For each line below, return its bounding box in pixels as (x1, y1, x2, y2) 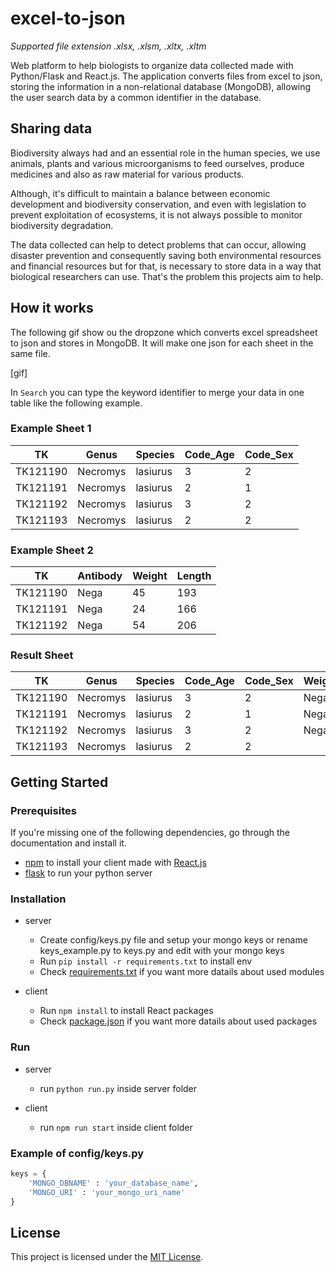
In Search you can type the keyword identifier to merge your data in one (10, 386, 305, 398)
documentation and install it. (10, 837, 127, 849)
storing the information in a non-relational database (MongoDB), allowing (10, 80, 312, 92)
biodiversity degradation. (10, 219, 114, 231)
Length (176, 569, 212, 583)
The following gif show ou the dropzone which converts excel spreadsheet (10, 326, 318, 338)
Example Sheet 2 (10, 543, 94, 557)
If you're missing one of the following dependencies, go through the (10, 827, 291, 839)
